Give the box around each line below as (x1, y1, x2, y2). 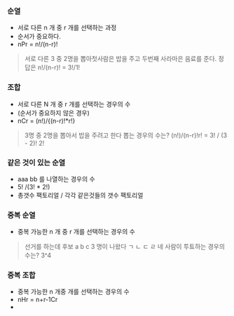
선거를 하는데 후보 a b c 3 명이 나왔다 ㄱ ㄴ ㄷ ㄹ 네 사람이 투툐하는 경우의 (24, 242, 226, 251)
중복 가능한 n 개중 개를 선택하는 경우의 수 (17, 287, 130, 296)
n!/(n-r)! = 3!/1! (37, 63, 81, 71)
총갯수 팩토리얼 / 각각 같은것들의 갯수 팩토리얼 (17, 191, 144, 199)
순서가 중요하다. (17, 32, 61, 41)
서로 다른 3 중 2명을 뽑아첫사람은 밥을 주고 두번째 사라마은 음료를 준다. (24, 55, 217, 63)
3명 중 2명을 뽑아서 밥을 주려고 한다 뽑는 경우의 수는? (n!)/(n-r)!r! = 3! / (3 (24, 131, 228, 139)
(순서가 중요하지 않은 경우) (17, 109, 90, 117)
